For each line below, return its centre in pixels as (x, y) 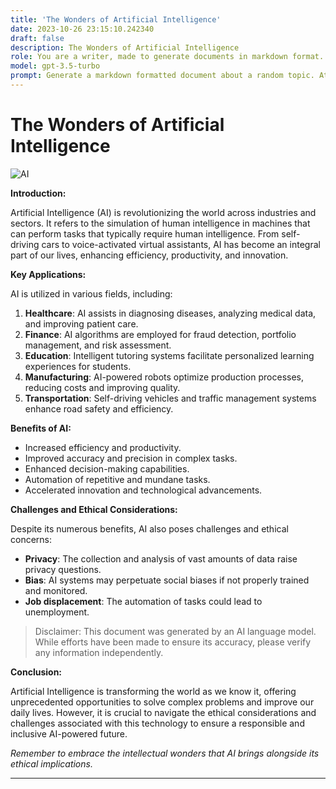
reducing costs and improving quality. (102, 387)
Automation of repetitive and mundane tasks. (117, 479)
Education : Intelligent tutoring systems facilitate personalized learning (169, 355)
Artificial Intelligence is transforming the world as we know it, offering (153, 691)
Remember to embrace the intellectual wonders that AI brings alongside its (165, 753)
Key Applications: (48, 274)
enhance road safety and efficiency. (99, 408)
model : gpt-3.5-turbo (55, 66)
